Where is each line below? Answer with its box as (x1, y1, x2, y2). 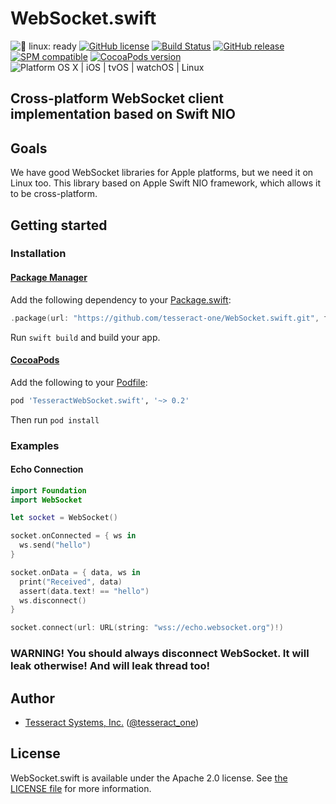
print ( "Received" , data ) (19, 577, 123, 587)
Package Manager (10, 272, 88, 284)
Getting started (10, 217, 108, 234)
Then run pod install (10, 413, 100, 426)
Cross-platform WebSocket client (10, 90, 224, 107)
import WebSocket (10, 495, 83, 505)
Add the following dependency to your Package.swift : (10, 293, 232, 306)
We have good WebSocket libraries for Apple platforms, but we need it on (10, 167, 314, 179)
